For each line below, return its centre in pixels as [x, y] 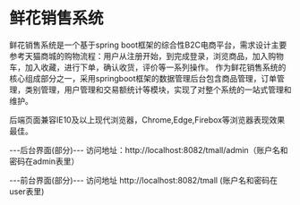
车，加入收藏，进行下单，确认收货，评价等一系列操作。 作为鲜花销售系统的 [148, 67]
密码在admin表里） [44, 161]
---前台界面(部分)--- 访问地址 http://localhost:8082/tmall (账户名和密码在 [143, 180]
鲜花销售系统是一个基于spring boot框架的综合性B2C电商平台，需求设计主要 [148, 45]
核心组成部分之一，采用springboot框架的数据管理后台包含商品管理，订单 [143, 78]
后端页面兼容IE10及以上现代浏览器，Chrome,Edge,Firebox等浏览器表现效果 [147, 120]
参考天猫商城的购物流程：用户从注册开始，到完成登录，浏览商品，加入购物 [146, 56]
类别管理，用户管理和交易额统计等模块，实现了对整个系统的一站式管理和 [158, 90]
